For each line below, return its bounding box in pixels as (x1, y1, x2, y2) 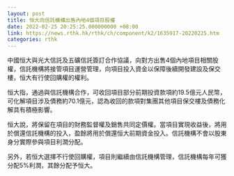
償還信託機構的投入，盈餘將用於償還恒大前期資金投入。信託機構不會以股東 (13, 129, 227, 138)
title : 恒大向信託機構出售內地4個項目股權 (7, 17, 116, 24)
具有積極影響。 (13, 106, 56, 114)
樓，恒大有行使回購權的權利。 (7, 74, 93, 82)
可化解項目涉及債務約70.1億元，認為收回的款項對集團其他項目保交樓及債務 (7, 97, 219, 105)
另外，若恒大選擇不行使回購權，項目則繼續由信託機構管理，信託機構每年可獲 (7, 152, 227, 161)
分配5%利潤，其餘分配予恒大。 (7, 161, 97, 170)
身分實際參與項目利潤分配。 (7, 138, 87, 146)
